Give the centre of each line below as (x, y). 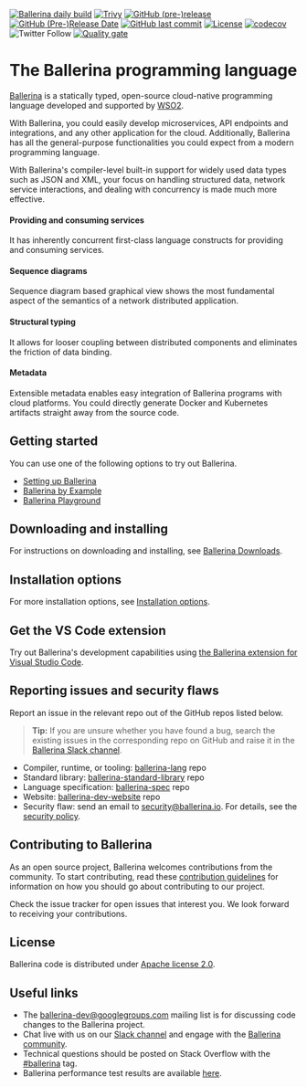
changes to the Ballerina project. (84, 1025)
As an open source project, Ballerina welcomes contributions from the (141, 867)
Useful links (44, 992)
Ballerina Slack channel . (77, 750)
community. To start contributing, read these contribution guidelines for (144, 876)
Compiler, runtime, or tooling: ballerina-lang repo (115, 767)
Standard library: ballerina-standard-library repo (113, 777)
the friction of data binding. (61, 352)
